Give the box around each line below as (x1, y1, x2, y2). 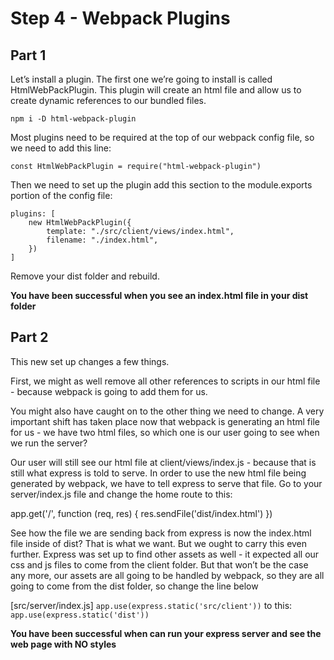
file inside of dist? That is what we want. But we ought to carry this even (10, 537, 308, 549)
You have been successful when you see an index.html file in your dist (10, 290, 309, 301)
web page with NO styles (10, 638, 117, 650)
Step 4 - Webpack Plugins (10, 7, 231, 30)
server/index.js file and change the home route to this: (10, 488, 233, 500)
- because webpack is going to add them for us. (10, 385, 208, 397)
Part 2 (10, 329, 49, 346)
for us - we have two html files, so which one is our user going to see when (10, 426, 320, 438)
